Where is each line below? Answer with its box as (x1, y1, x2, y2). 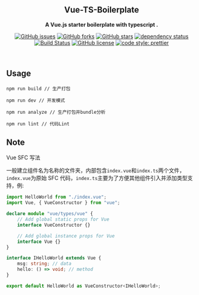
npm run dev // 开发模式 (6, 97, 65, 104)
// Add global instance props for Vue (17, 233, 115, 239)
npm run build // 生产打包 (6, 85, 71, 91)
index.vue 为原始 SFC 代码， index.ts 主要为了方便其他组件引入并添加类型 (6, 174, 188, 182)
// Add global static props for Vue (17, 216, 110, 223)
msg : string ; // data (17, 260, 71, 267)
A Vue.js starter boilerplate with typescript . (45, 21, 158, 28)
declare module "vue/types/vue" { (6, 211, 94, 217)
